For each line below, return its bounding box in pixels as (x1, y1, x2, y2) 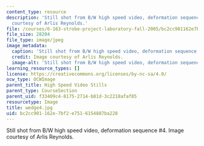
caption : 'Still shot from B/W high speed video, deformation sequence (12, 48, 197, 55)
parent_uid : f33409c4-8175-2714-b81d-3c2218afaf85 (6, 93, 137, 99)
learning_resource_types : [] (6, 65, 80, 71)
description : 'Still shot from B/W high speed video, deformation (6, 15, 178, 21)
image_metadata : (6, 43, 47, 49)
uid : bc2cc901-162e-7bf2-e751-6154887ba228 (6, 110, 118, 116)
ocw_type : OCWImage (6, 76, 56, 82)
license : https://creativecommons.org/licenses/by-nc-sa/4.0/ (6, 71, 167, 77)
